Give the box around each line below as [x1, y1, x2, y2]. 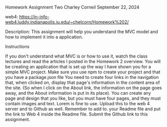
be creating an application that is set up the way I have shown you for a [5, 64, 151, 69]
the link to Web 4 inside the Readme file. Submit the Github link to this [5, 111, 148, 117]
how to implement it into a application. [5, 34, 83, 40]
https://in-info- [19, 14, 50, 19]
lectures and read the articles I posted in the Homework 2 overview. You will [5, 59, 161, 64]
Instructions [5, 44, 30, 49]
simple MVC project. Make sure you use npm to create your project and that [5, 69, 161, 75]
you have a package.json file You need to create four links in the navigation [5, 74, 159, 80]
